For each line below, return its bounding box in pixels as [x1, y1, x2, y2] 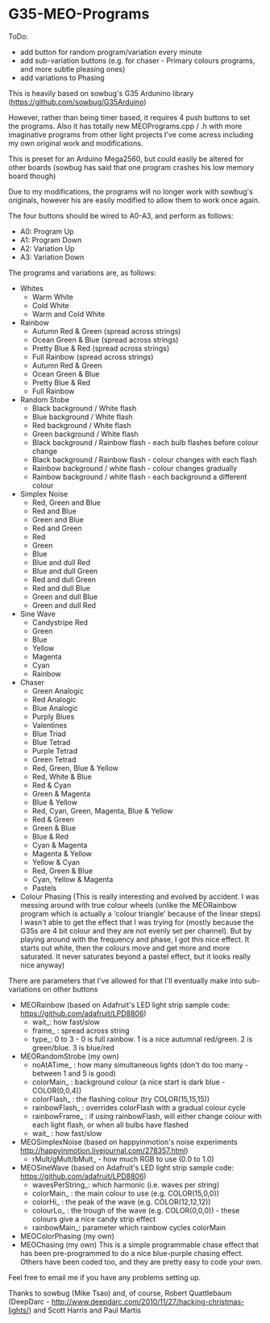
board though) [8, 171, 56, 181]
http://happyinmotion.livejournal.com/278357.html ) [19, 1146, 189, 1155]
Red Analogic [31, 694, 77, 704]
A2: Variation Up [19, 243, 75, 253]
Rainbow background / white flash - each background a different [31, 472, 247, 481]
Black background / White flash [31, 403, 137, 413]
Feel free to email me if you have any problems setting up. [8, 1272, 201, 1282]
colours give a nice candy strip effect [31, 1214, 156, 1224]
